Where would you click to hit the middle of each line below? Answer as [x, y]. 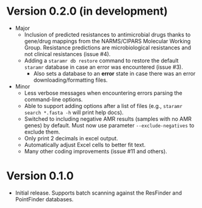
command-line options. [53, 99]
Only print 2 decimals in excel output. [71, 138]
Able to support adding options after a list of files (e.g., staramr [103, 106]
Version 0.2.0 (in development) [87, 11]
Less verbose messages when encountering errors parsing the [103, 93]
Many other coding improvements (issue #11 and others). [96, 151]
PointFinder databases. [44, 199]
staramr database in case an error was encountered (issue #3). [103, 67]
